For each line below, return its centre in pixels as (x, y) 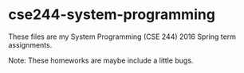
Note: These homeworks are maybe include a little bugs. (101, 60)
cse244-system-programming (112, 15)
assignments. (30, 44)
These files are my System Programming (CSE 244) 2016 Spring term (122, 36)
